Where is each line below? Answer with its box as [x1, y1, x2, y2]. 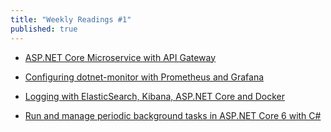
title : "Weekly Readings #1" [10, 14, 132, 25]
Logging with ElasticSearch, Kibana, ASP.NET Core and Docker [24, 90, 286, 102]
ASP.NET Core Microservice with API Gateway [24, 51, 217, 63]
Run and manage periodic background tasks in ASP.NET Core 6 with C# [24, 109, 322, 121]
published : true [10, 24, 78, 34]
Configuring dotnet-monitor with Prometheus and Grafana [24, 71, 265, 83]
